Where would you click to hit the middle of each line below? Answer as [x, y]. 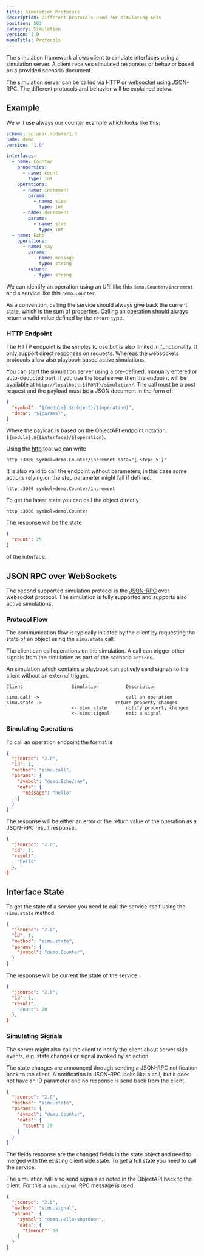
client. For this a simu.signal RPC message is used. [71, 1185]
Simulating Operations [40, 729]
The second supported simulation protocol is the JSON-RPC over [88, 591]
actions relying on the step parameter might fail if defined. [79, 478]
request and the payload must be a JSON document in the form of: [90, 391]
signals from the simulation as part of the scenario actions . [80, 658]
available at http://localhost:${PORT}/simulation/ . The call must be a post [101, 384]
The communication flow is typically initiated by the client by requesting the [101, 633]
